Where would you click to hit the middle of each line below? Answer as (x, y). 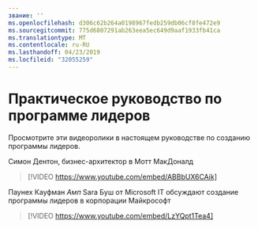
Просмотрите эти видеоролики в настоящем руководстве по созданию (129, 137)
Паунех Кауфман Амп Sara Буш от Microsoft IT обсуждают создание (123, 192)
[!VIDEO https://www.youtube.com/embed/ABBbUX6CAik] (122, 177)
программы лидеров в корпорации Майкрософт (90, 200)
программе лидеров (79, 116)
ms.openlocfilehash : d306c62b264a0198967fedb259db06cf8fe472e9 (114, 23)
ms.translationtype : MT (47, 38)
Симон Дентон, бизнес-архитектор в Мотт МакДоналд (101, 161)
